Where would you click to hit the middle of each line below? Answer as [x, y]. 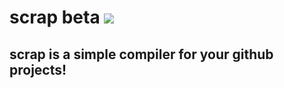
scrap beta [55, 17]
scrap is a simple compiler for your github [141, 54]
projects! [38, 69]
